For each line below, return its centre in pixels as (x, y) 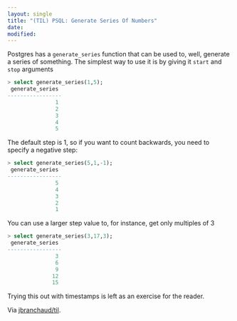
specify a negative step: (43, 150)
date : (15, 27)
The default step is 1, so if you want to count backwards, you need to (109, 143)
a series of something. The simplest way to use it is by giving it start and (115, 62)
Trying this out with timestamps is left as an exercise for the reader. (106, 296)
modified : (22, 34)
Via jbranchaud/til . (34, 310)
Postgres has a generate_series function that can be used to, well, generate (118, 54)
